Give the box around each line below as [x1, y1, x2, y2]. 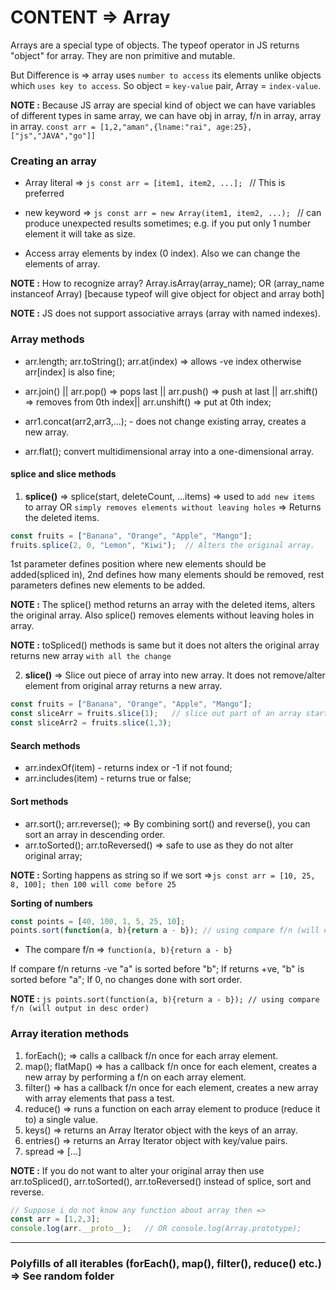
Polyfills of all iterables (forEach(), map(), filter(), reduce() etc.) [10, 1257, 322, 1271]
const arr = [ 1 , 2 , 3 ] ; [10, 1214, 101, 1225]
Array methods [10, 332, 85, 346]
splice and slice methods [10, 468, 117, 480]
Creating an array [10, 154, 97, 168]
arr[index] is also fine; [24, 366, 116, 378]
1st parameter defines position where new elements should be [10, 558, 267, 570]
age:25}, [216, 122, 253, 132]
